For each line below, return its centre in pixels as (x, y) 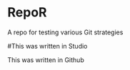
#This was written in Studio (47, 46)
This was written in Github (46, 60)
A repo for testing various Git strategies (65, 32)
